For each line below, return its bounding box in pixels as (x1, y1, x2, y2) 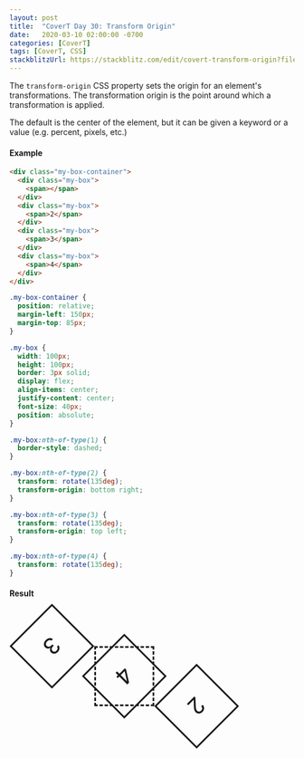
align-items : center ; (17, 386, 100, 395)
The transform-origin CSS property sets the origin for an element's (9, 81, 262, 91)
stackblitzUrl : (9, 55, 67, 64)
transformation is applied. (9, 100, 105, 110)
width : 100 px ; (17, 351, 71, 360)
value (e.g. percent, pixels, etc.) (9, 127, 128, 137)
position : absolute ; (17, 410, 95, 419)
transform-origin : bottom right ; (17, 485, 144, 494)
